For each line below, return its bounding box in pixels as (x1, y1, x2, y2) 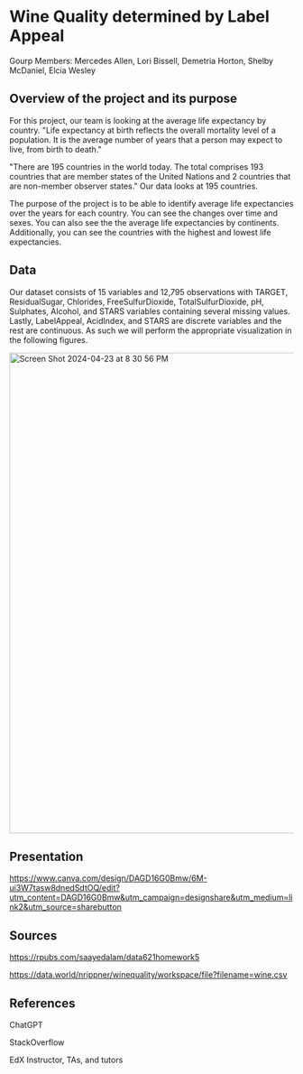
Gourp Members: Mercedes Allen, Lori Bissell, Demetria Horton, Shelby (9, 55, 273, 66)
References (9, 995, 76, 1011)
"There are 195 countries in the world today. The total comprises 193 (9, 161, 264, 172)
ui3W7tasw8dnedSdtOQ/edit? (9, 883, 120, 893)
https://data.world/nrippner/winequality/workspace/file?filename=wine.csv (9, 969, 288, 980)
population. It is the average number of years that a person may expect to (9, 134, 283, 145)
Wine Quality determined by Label (9, 6, 271, 27)
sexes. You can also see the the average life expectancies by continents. (9, 217, 280, 227)
